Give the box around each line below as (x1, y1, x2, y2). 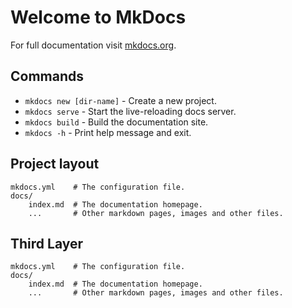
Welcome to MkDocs (10, 6, 187, 29)
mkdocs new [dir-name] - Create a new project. (24, 94, 217, 106)
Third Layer (10, 235, 84, 252)
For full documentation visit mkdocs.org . (10, 39, 177, 51)
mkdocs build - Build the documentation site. (24, 116, 209, 128)
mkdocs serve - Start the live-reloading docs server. (24, 105, 237, 117)
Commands (10, 68, 85, 85)
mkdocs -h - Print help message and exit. (24, 126, 192, 138)
